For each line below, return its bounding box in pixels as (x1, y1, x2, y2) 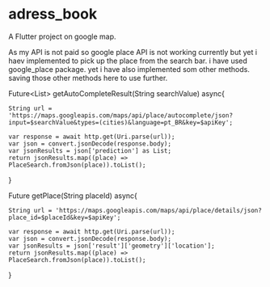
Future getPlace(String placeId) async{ (8, 191, 137, 200)
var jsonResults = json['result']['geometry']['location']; (8, 242, 216, 250)
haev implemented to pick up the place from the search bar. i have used (8, 56, 248, 65)
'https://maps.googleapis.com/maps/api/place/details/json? (55, 206, 263, 214)
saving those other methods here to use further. (8, 73, 168, 82)
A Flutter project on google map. (8, 32, 116, 41)
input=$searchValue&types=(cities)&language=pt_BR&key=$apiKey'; (8, 118, 233, 126)
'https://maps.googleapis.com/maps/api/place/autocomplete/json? (8, 111, 233, 120)
